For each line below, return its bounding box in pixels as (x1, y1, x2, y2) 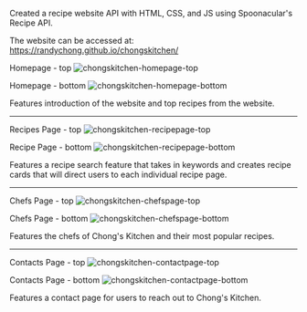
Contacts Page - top (9, 257, 86, 267)
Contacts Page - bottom (9, 275, 101, 286)
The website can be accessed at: (9, 36, 134, 46)
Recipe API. (9, 17, 53, 28)
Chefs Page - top (9, 195, 75, 206)
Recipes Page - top (9, 124, 82, 135)
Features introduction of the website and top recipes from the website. (9, 98, 275, 109)
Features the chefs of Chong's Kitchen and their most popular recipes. (9, 231, 275, 241)
